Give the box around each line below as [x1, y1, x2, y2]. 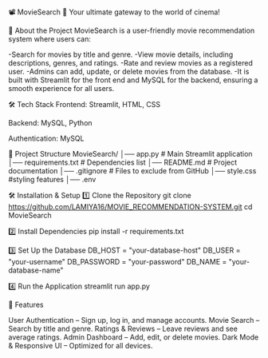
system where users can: [8, 34, 92, 43]
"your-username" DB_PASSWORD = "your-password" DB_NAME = [8, 257, 227, 266]
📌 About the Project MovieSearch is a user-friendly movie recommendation [8, 26, 255, 35]
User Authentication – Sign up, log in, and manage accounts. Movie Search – [8, 316, 260, 324]
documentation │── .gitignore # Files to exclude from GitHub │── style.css [8, 166, 257, 175]
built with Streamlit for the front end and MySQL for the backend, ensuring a [8, 75, 258, 85]
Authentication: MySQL [8, 133, 85, 143]
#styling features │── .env [8, 175, 97, 184]
